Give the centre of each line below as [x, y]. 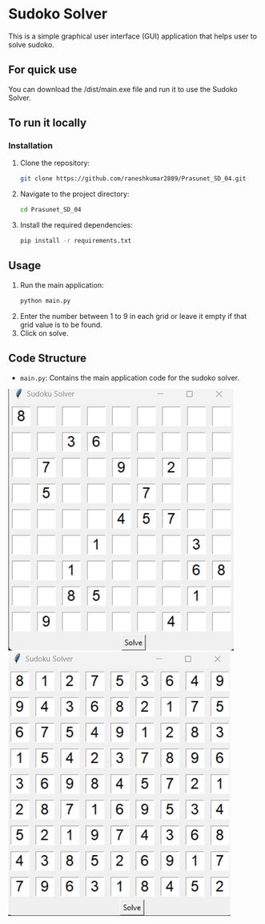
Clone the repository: [55, 163]
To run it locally [47, 123]
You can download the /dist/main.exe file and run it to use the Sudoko [123, 89]
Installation [31, 146]
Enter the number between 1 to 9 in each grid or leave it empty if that [133, 316]
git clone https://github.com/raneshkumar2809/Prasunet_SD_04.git [133, 179]
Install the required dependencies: [76, 225]
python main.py [45, 301]
